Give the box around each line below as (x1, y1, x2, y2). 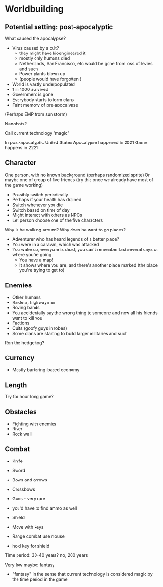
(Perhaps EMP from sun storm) (5, 111, 67, 117)
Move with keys (12, 524, 44, 530)
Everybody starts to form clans (12, 97, 74, 103)
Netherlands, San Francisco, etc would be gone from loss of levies (19, 61, 153, 66)
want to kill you (12, 315, 43, 320)
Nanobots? (5, 121, 27, 126)
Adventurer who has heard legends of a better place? (12, 236, 119, 242)
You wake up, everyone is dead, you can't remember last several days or (12, 247, 158, 252)
